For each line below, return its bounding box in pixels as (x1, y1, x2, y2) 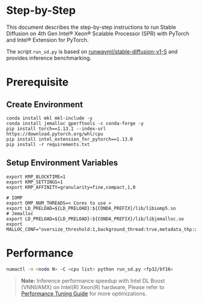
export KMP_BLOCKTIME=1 (6, 174, 66, 180)
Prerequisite (6, 76, 69, 89)
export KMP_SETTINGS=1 (6, 179, 63, 185)
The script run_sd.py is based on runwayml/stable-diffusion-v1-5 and (6, 47, 178, 55)
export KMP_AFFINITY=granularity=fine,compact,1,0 (6, 184, 136, 190)
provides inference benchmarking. (6, 54, 92, 61)
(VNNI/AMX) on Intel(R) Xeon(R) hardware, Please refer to (20, 283, 165, 290)
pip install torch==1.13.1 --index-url (6, 126, 106, 132)
